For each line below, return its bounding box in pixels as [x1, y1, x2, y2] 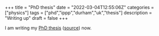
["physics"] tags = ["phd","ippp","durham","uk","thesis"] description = [5, 10, 152, 16]
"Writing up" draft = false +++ [5, 15, 68, 21]
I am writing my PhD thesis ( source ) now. [5, 25, 92, 31]
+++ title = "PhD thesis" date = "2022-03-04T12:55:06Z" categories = [5, 5, 154, 10]
